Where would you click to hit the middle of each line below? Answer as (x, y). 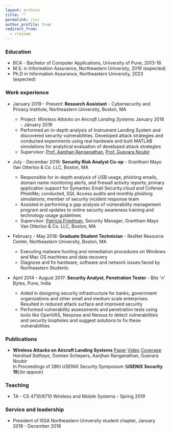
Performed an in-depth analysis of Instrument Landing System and (90, 130)
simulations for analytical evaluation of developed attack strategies (91, 146)
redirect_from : (21, 29)
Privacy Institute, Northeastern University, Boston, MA (69, 109)
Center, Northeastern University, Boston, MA (59, 241)
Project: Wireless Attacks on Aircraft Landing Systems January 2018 (92, 119)
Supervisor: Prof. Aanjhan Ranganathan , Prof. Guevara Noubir (85, 152)
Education (18, 52)
